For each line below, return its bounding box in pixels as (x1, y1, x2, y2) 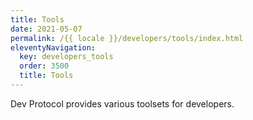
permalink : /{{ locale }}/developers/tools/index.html (10, 33, 244, 43)
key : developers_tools (19, 52, 114, 62)
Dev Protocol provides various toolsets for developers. (10, 97, 235, 110)
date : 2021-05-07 (10, 24, 83, 34)
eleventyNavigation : (10, 42, 97, 53)
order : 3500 (19, 61, 70, 71)
